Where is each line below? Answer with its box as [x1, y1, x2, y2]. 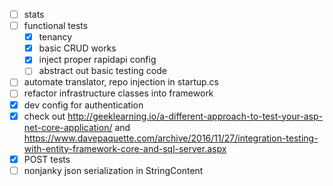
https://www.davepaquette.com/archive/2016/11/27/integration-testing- [23, 132, 319, 144]
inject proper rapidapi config [38, 54, 157, 66]
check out [23, 110, 66, 122]
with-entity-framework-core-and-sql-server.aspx [23, 142, 227, 154]
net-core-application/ [23, 121, 113, 133]
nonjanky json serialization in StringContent [23, 164, 204, 176]
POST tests [23, 153, 71, 165]
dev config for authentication [23, 99, 144, 111]
